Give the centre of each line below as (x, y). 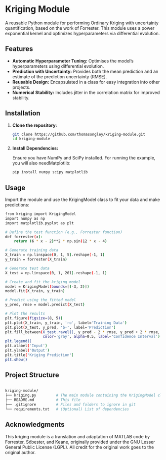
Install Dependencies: (35, 148)
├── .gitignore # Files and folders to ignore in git (70, 405)
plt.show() (16, 359)
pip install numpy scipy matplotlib (50, 172)
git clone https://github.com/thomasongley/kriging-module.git (79, 134)
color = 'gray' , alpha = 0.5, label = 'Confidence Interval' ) (102, 337)
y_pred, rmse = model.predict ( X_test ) (45, 305)
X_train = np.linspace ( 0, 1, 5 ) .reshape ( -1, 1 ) (55, 255)
